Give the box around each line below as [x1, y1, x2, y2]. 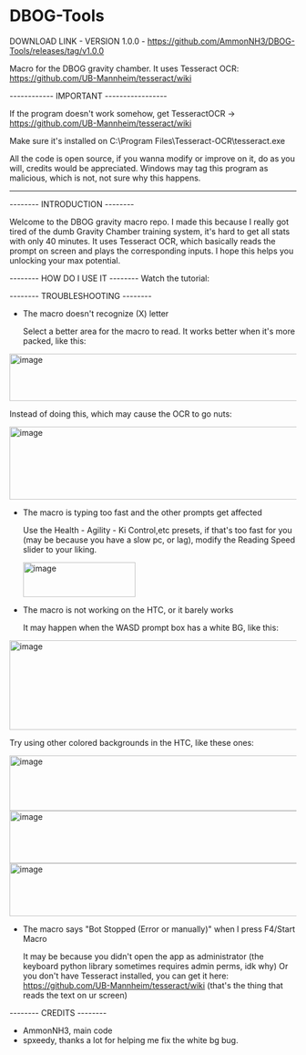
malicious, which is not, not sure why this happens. [9, 172, 201, 183]
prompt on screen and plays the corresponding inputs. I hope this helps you [9, 245, 294, 256]
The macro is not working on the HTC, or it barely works [22, 604, 234, 615]
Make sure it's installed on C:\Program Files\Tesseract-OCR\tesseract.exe [9, 135, 285, 146]
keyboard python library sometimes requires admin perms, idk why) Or [22, 960, 289, 971]
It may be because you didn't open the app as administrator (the [22, 950, 264, 962]
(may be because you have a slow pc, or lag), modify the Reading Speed [22, 534, 296, 545]
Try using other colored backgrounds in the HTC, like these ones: [9, 737, 255, 748]
